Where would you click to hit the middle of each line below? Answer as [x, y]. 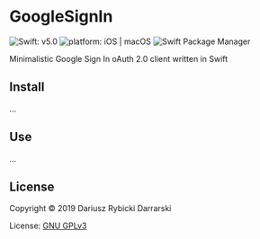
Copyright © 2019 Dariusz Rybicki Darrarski [90, 208]
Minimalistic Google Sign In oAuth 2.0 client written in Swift [119, 58]
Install [27, 87]
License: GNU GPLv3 [48, 226]
